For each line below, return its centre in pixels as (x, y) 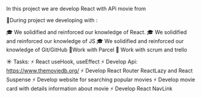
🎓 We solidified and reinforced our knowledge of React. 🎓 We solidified (97, 32)
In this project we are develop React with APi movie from (76, 9)
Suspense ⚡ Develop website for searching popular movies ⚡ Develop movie (101, 79)
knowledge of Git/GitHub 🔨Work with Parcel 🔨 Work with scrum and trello (97, 50)
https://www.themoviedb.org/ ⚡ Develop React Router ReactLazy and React (100, 71)
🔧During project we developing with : (52, 20)
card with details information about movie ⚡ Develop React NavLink (89, 88)
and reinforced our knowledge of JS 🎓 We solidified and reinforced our (95, 41)
